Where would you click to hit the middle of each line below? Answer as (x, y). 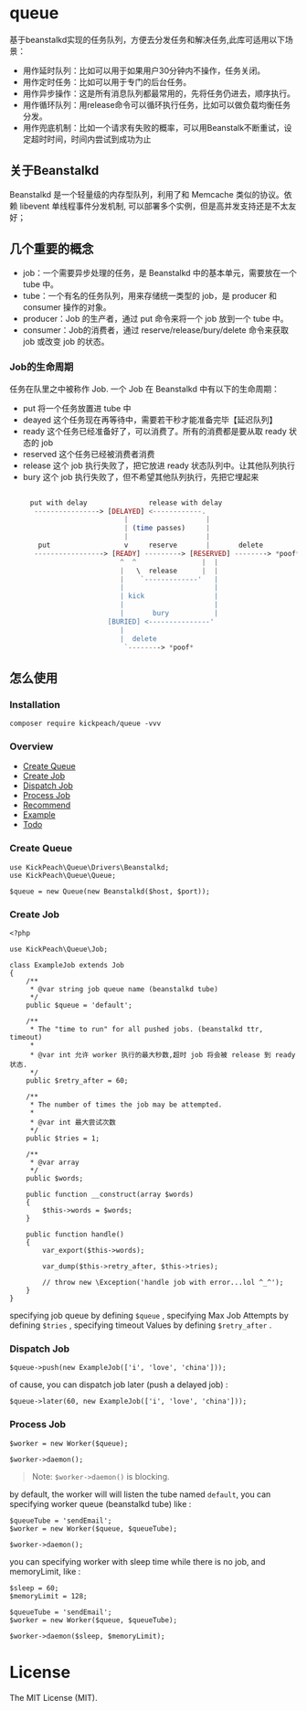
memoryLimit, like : (45, 1571)
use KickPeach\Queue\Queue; (63, 875)
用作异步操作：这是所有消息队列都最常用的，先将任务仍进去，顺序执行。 (159, 93)
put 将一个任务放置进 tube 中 (77, 408)
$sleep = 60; (34, 1588)
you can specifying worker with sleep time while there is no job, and (138, 1561)
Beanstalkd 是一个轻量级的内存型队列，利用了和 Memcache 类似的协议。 (147, 194)
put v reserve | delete (150, 545)
